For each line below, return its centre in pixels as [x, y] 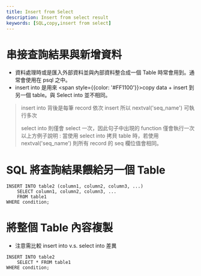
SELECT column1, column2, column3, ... [67, 192]
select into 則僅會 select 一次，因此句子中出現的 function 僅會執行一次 [108, 128]
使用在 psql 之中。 [48, 80]
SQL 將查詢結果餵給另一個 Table [86, 170]
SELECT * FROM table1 [44, 263]
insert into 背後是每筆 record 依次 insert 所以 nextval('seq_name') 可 [105, 108]
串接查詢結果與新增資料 [64, 55]
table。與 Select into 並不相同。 [71, 95]
